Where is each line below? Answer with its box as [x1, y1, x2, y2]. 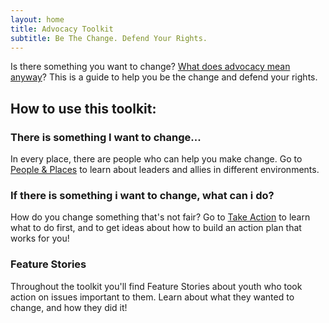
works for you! [10, 232, 70, 245]
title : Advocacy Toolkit [10, 24, 114, 34]
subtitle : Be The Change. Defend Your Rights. [10, 33, 208, 43]
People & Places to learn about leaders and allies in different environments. [10, 164, 320, 176]
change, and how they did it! [10, 301, 128, 313]
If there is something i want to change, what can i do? [10, 188, 275, 202]
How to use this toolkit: [10, 100, 157, 117]
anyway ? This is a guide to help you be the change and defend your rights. [10, 71, 318, 83]
